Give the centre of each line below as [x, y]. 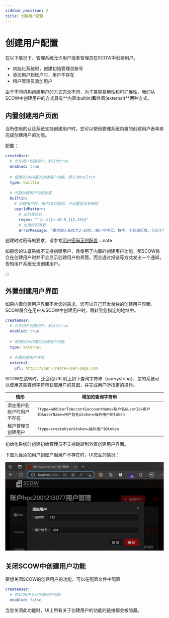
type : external [26, 347]
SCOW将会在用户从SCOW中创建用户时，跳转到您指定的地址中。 [72, 310]
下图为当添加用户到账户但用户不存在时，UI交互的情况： [63, 455]
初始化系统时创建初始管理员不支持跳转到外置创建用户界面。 [67, 444]
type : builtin [24, 182]
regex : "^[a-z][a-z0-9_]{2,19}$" [54, 220]
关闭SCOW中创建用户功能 [46, 566]
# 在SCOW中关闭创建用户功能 [35, 595]
